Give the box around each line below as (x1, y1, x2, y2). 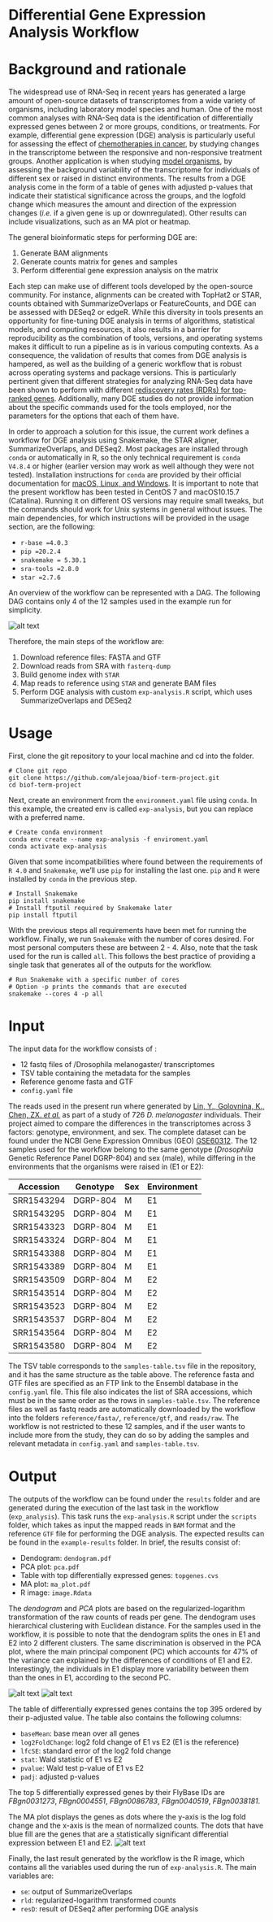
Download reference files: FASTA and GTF (19, 652, 162, 662)
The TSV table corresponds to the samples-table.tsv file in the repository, (8, 1361, 257, 1371)
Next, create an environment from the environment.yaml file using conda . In (8, 795, 258, 805)
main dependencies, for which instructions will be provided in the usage (8, 513, 249, 523)
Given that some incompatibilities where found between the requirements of (8, 856, 263, 867)
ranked (8, 394, 32, 403)
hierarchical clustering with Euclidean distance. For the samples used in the (8, 1620, 262, 1630)
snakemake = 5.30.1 (19, 556, 87, 564)
